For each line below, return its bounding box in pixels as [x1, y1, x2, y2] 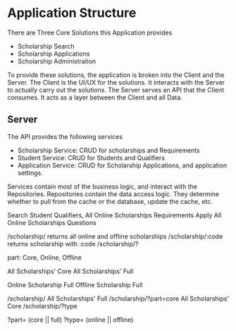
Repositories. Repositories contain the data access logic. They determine [7, 189, 220, 198]
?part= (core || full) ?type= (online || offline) [7, 315, 134, 324]
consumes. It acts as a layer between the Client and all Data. [7, 93, 183, 102]
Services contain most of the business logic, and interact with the [7, 182, 197, 191]
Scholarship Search [17, 42, 75, 50]
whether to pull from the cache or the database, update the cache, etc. [7, 197, 213, 205]
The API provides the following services [7, 132, 123, 140]
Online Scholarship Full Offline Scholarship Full [7, 280, 143, 289]
